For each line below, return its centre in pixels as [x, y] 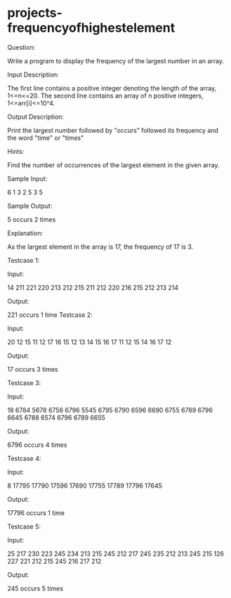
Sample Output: [30, 206]
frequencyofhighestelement [91, 28]
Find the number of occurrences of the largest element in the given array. [113, 165]
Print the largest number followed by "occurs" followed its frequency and [113, 130]
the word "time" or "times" [46, 138]
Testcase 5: [24, 526]
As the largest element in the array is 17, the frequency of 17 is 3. [100, 247]
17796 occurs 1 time [36, 513]
